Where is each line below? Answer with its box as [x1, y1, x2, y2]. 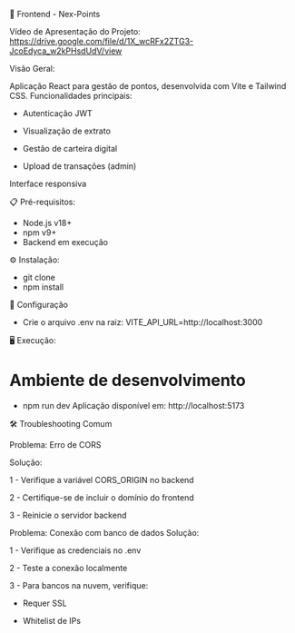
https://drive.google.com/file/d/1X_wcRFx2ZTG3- [9, 36, 193, 46]
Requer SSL [22, 598, 67, 608]
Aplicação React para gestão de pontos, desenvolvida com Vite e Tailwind [9, 81, 287, 91]
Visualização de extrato [22, 125, 112, 136]
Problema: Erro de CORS [9, 439, 102, 450]
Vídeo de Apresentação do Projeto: [9, 26, 141, 36]
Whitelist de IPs [22, 615, 82, 626]
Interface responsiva [9, 178, 87, 189]
